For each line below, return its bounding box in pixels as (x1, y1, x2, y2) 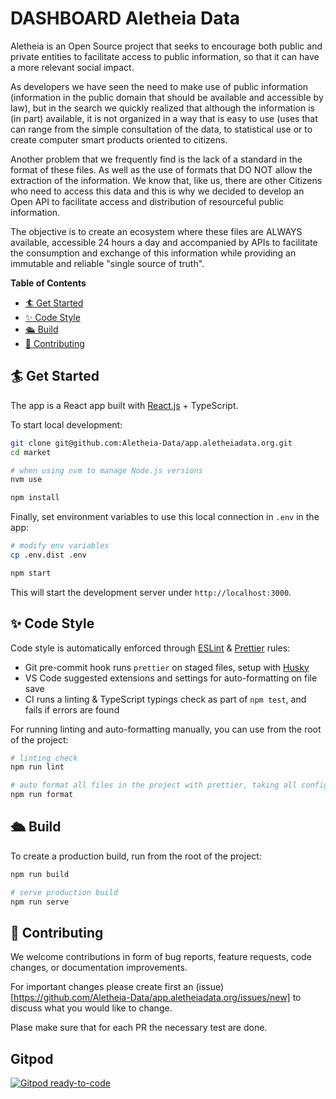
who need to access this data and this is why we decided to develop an (10, 185, 305, 197)
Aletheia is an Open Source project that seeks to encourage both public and (10, 40, 323, 52)
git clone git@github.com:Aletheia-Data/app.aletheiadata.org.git (10, 438, 293, 448)
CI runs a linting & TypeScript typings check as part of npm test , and (24, 693, 307, 705)
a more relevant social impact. (10, 61, 135, 73)
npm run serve (10, 897, 70, 907)
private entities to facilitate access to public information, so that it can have (10, 50, 320, 62)
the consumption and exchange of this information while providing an (10, 247, 297, 259)
